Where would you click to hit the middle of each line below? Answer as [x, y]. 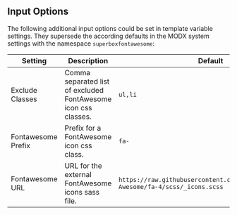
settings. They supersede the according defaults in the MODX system [108, 36]
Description [88, 60]
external [78, 174]
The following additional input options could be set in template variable [110, 28]
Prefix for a [83, 128]
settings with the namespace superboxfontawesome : [81, 43]
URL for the [83, 166]
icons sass [82, 192]
